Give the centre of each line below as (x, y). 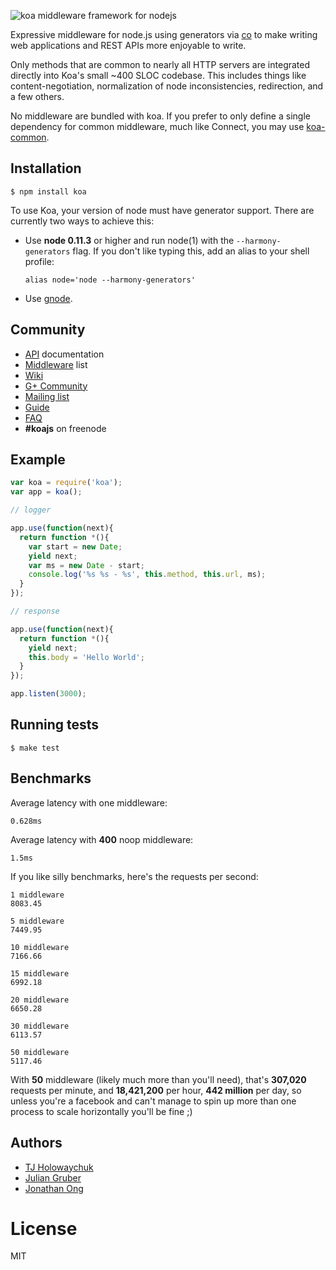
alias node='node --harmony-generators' (110, 280)
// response (35, 611)
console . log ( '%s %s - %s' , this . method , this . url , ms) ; (147, 575)
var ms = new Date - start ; (86, 565)
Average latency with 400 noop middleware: (102, 839)
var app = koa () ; (46, 492)
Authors (36, 1143)
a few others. (37, 96)
